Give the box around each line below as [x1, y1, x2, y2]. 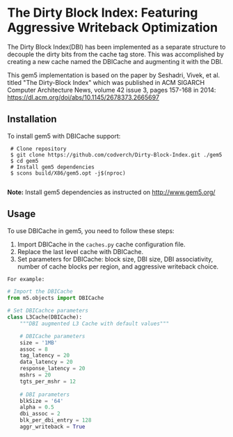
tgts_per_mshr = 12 [19, 378, 77, 385]
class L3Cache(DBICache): [7, 314, 82, 321]
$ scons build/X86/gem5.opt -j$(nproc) [10, 169, 127, 177]
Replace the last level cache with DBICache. [17, 247, 144, 255]
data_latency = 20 [19, 358, 73, 366]
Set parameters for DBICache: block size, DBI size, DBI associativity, [17, 255, 214, 263]
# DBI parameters [19, 391, 70, 398]
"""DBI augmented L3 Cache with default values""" [19, 320, 170, 327]
